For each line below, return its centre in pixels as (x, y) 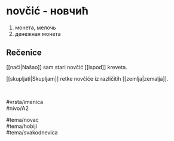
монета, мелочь (35, 27)
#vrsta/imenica (25, 102)
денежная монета (38, 33)
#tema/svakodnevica (32, 132)
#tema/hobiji (22, 126)
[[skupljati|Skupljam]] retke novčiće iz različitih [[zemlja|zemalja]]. (87, 78)
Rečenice (24, 53)
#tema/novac (22, 119)
